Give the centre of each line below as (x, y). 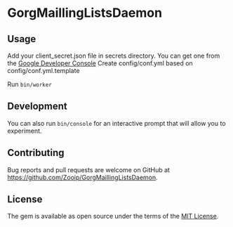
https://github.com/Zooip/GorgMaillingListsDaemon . (82, 177)
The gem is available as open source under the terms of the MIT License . (113, 216)
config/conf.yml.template (44, 71)
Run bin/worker (30, 84)
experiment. (25, 131)
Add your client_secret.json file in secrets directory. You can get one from (114, 56)
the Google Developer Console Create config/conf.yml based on (100, 63)
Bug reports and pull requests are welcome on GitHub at (89, 169)
